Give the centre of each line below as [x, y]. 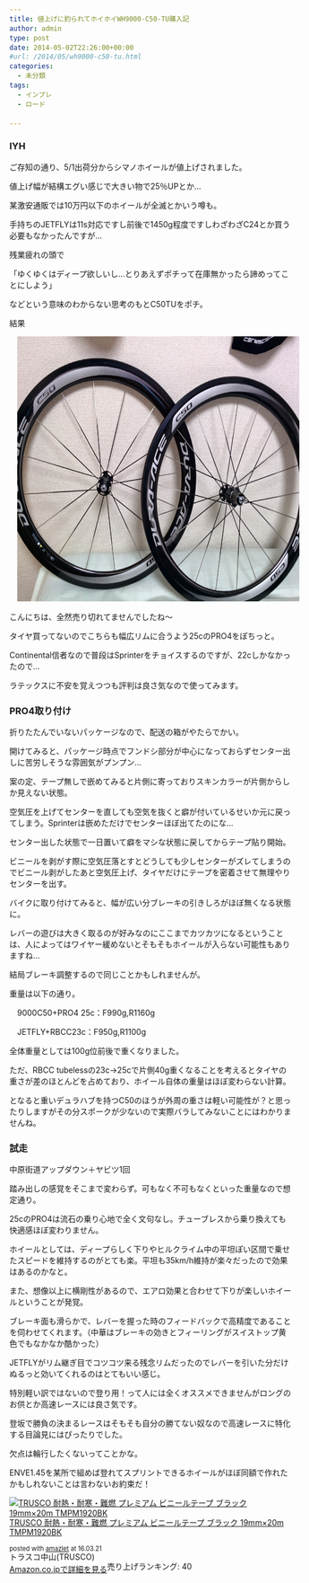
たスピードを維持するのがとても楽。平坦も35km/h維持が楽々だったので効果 [149, 1260]
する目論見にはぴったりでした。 [68, 1435]
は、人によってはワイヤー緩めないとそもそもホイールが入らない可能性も [142, 944]
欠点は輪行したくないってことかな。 [76, 1454]
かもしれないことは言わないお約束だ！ [80, 1484]
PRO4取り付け [40, 711]
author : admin [36, 28]
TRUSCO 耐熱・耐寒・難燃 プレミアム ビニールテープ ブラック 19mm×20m [147, 1523]
